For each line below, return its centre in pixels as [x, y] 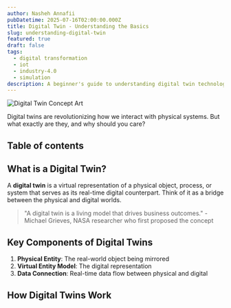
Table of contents [45, 145]
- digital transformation [51, 58]
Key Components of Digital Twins [80, 242]
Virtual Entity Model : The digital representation [85, 266]
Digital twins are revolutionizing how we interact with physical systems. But [113, 117]
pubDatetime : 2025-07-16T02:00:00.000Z [64, 20]
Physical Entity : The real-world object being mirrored [93, 259]
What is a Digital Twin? [57, 169]
